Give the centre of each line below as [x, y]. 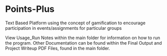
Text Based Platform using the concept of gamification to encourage [75, 23]
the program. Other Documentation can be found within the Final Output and [83, 43]
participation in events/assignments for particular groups [64, 28]
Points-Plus [30, 9]
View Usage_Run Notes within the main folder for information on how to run [83, 38]
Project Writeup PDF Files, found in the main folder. [58, 48]
